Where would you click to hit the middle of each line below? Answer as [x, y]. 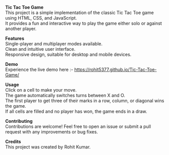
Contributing [19, 121]
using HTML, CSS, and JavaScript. [41, 18]
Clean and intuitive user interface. [40, 49]
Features [15, 38]
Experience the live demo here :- [39, 69]
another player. [21, 29]
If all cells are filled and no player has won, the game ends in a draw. [76, 111]
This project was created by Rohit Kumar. [48, 147]
